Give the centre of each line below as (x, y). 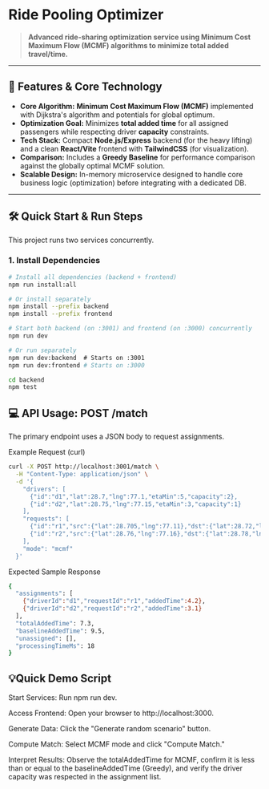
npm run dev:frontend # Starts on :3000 (77, 365)
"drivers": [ (44, 489)
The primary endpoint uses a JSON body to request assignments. (116, 437)
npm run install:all (43, 285)
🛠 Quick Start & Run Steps (76, 217)
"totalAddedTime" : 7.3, (55, 623)
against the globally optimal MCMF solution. (92, 165)
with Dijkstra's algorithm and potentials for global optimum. (117, 115)
